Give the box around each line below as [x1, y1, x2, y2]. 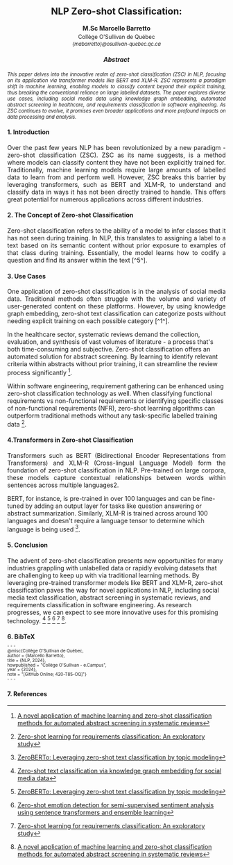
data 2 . [7, 418, 27, 428]
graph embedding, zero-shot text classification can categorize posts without [7, 309, 226, 318]
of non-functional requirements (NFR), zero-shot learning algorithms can [7, 404, 215, 412]
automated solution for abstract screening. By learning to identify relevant [7, 352, 218, 361]
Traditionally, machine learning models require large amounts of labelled [7, 165, 226, 174]
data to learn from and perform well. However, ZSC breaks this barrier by [7, 173, 226, 181]
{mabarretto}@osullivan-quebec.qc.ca [71, 41, 162, 48]
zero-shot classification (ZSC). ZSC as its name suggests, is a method [7, 151, 226, 159]
